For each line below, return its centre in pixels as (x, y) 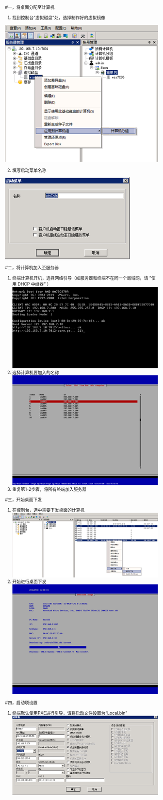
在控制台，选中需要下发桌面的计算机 (48, 510)
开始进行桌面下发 (29, 581)
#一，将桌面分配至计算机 (30, 7)
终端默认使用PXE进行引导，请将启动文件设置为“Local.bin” (70, 713)
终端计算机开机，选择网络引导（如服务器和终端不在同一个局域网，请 (80, 278)
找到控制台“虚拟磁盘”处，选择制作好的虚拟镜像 (59, 18)
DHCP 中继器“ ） (34, 284)
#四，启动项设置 (21, 703)
